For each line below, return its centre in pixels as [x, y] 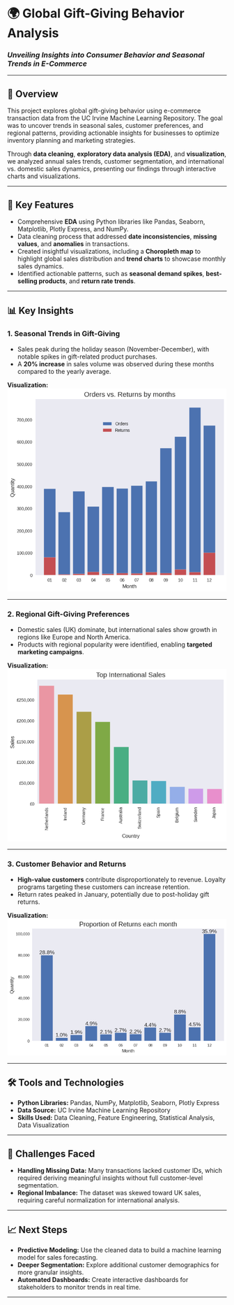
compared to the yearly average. [64, 371]
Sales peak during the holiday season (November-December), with [113, 349]
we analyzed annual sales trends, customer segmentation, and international [116, 161]
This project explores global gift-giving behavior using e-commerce [104, 111]
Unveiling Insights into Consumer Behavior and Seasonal [106, 55]
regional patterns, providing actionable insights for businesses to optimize [113, 133]
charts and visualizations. [44, 176]
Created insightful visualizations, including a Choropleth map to [109, 252]
